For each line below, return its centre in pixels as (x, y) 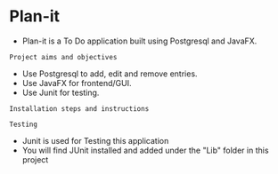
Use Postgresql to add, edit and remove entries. (110, 74)
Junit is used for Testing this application (95, 140)
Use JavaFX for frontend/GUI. (77, 83)
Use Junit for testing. (61, 92)
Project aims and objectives (63, 57)
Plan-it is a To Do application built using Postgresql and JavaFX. (139, 41)
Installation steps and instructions (79, 108)
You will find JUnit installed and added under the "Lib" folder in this (145, 150)
